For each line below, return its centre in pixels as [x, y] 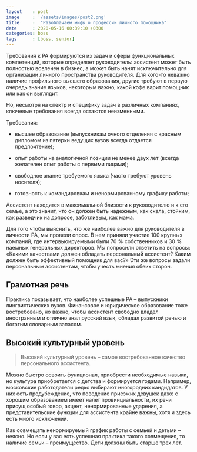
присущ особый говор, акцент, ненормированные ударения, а [84, 406]
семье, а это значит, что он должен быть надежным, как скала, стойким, [98, 211]
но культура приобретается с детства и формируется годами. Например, [98, 381]
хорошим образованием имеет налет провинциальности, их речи [89, 399]
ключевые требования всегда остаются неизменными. [76, 111]
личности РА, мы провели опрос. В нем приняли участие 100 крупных [94, 235]
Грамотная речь [38, 285]
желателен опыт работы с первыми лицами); [71, 164]
